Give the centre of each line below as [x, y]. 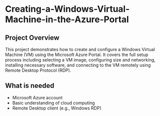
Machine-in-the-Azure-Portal [67, 19]
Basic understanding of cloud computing [53, 103]
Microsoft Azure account [37, 97]
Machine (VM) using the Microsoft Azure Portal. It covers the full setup [77, 55]
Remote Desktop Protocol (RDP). [38, 70]
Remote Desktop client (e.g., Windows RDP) [57, 108]
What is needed [30, 86]
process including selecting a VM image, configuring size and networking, [80, 60]
